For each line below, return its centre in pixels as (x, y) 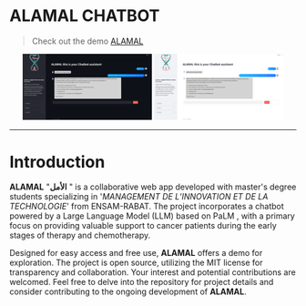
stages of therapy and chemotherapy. (80, 235)
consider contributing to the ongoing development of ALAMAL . (128, 291)
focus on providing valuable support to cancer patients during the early (143, 226)
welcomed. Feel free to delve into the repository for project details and (142, 282)
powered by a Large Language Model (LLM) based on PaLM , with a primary (153, 216)
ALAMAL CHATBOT (85, 16)
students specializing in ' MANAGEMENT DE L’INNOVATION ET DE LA (139, 197)
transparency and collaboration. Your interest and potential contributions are (153, 272)
